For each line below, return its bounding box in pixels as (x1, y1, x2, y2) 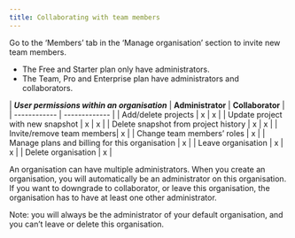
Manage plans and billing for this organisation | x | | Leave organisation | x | (9, 137, 283, 148)
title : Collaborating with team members (9, 12, 161, 22)
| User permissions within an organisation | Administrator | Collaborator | (9, 99, 285, 111)
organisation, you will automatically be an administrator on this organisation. (9, 173, 287, 184)
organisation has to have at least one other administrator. (9, 192, 217, 203)
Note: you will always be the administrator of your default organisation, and (9, 209, 283, 219)
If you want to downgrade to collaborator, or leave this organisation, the (9, 182, 270, 193)
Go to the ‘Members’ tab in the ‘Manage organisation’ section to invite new (9, 37, 281, 48)
